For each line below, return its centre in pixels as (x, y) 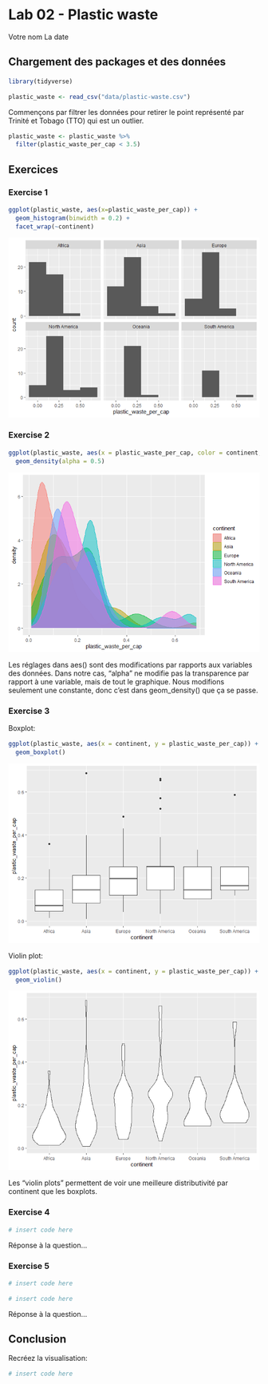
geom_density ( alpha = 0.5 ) (60, 461)
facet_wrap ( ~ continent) (55, 226)
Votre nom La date (39, 37)
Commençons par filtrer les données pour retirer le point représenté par (126, 112)
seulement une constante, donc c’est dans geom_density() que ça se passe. (133, 690)
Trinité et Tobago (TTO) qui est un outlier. (76, 121)
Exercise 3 (29, 711)
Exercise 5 (29, 1266)
